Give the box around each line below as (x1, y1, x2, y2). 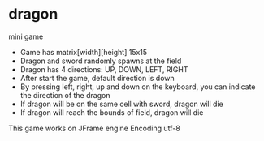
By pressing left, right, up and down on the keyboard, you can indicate (19, 82, 256, 92)
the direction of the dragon (19, 90, 110, 100)
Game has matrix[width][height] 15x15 (19, 47, 148, 57)
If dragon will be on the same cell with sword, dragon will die (19, 99, 223, 109)
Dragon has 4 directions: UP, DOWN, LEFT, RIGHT (19, 64, 188, 74)
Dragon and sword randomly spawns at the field (19, 56, 182, 66)
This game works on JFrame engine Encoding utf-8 (8, 123, 180, 133)
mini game (8, 32, 44, 41)
